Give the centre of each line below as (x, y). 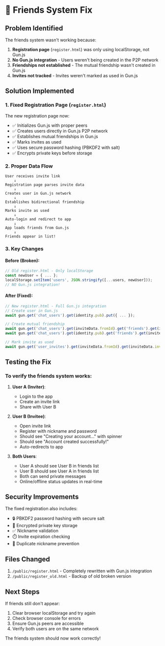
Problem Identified (34, 28)
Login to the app (36, 396)
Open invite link (35, 426)
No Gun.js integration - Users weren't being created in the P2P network (85, 60)
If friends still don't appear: (32, 603)
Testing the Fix (28, 362)
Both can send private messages (53, 476)
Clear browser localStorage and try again (54, 613)
